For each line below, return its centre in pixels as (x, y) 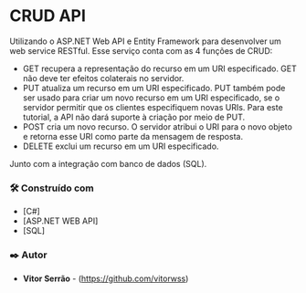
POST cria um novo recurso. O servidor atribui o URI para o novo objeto (157, 126)
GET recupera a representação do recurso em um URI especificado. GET (159, 68)
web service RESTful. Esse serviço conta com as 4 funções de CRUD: (141, 50)
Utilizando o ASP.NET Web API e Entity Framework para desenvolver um (145, 41)
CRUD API (48, 16)
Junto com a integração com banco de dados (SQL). (108, 163)
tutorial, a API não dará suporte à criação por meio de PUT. (133, 117)
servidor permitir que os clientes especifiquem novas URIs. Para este (153, 107)
